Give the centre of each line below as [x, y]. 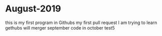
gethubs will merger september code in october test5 [60, 27]
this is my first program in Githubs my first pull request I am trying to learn [81, 22]
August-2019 [33, 9]
